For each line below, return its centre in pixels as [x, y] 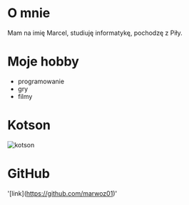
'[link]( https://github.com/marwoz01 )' [62, 193]
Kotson [29, 125]
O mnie [29, 13]
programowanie [41, 81]
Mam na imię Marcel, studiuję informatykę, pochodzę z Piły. [95, 33]
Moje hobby [44, 62]
